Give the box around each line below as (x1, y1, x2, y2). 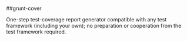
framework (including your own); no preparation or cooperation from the (6, 23, 182, 29)
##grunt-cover (6, 5, 42, 12)
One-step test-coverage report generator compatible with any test (6, 16, 167, 23)
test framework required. (6, 28, 66, 35)
